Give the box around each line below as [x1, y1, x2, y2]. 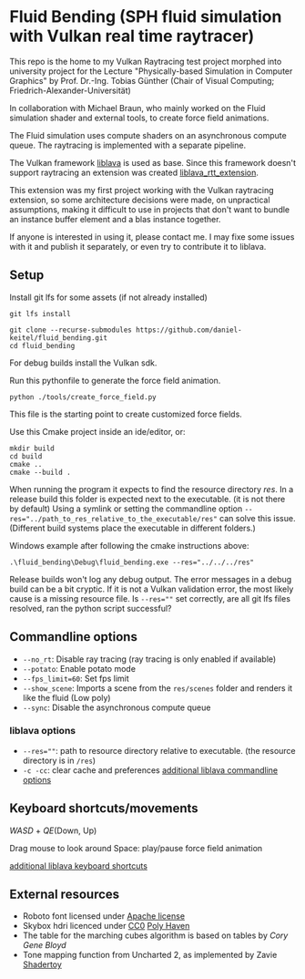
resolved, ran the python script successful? [9, 603, 172, 613]
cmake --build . [9, 468, 71, 477]
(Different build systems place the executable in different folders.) [9, 522, 257, 533]
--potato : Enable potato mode [22, 663, 137, 674]
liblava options [9, 725, 76, 737]
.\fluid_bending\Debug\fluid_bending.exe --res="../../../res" [9, 558, 255, 567]
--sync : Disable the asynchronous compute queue [22, 702, 211, 713]
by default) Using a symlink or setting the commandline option [9, 503, 243, 514]
